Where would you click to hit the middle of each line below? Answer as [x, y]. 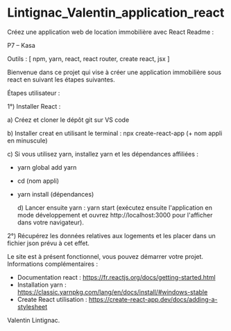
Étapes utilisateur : [34, 93]
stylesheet [32, 307]
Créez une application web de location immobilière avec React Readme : [111, 32]
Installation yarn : [42, 285]
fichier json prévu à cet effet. [49, 243]
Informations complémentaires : [53, 264]
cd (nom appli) [38, 181]
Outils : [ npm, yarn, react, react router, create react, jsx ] [88, 59]
